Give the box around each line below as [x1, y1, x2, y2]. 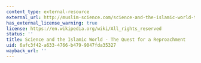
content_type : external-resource [6, 8, 90, 15]
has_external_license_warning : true [6, 20, 98, 26]
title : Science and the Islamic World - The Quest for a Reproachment [6, 37, 186, 43]
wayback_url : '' [6, 48, 47, 54]
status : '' [6, 31, 33, 37]
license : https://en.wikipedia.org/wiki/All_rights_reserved [6, 25, 162, 32]
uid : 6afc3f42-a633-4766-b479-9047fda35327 [6, 43, 117, 49]
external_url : [6, 14, 42, 20]
